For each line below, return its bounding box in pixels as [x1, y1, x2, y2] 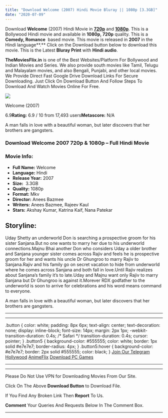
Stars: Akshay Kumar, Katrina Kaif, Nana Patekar [12, 207, 113, 213]
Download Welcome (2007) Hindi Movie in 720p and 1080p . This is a [5, 26, 148, 32]
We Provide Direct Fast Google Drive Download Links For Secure [5, 73, 138, 79]
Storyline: [5, 221, 36, 230]
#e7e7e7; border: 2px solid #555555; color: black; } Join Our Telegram [5, 348, 150, 354]
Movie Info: [5, 153, 33, 160]
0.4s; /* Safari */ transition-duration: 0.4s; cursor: [45, 332, 148, 338]
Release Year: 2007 [12, 175, 54, 181]
